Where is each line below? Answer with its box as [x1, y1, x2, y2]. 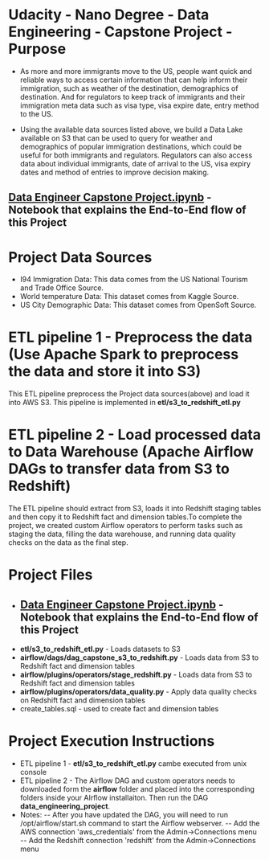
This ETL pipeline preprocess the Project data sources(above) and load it [8, 389, 250, 399]
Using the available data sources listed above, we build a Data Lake [19, 125, 243, 134]
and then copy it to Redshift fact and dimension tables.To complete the [8, 512, 243, 522]
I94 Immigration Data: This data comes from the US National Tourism [19, 275, 249, 285]
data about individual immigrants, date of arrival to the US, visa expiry [19, 158, 251, 168]
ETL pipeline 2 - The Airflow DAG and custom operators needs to [19, 776, 235, 785]
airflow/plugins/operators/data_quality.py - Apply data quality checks [19, 687, 257, 697]
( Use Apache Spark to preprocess [8, 346, 239, 363]
